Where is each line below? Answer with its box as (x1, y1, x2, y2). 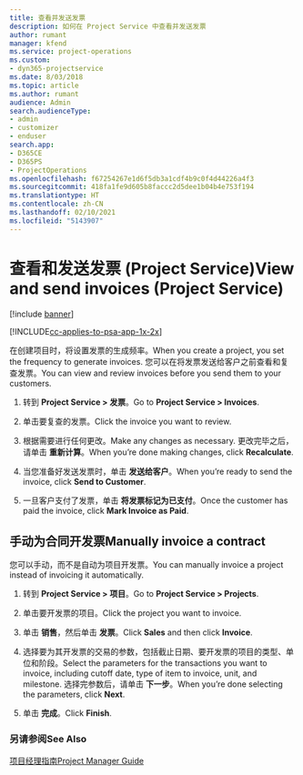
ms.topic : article (9, 81, 79, 90)
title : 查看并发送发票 (9, 13, 86, 23)
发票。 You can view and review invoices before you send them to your (16, 367, 282, 378)
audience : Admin (9, 97, 71, 107)
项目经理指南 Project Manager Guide (9, 755, 144, 766)
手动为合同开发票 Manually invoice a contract (9, 533, 267, 549)
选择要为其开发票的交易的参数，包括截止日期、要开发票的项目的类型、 (22, 647, 287, 658)
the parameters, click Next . (22, 689, 126, 700)
